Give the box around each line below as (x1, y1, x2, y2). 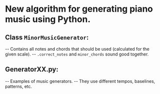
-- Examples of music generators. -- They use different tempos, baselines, (5, 78, 156, 84)
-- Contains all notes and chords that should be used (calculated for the (5, 46, 150, 52)
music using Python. (5, 14, 91, 25)
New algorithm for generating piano (5, 3, 153, 15)
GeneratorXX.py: (5, 65, 59, 74)
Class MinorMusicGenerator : (5, 33, 89, 41)
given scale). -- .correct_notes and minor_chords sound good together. (5, 51, 149, 57)
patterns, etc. (5, 83, 32, 89)
